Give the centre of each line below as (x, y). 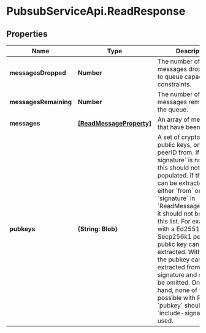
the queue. (173, 110)
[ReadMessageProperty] (115, 123)
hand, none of (177, 290)
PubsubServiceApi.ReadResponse (96, 11)
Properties (27, 34)
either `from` (175, 191)
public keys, (174, 145)
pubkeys (22, 229)
